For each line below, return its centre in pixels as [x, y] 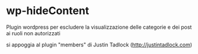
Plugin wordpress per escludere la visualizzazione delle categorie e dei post [99, 27]
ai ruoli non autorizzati [33, 33]
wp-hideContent [48, 11]
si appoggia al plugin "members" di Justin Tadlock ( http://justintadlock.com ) [99, 45]
